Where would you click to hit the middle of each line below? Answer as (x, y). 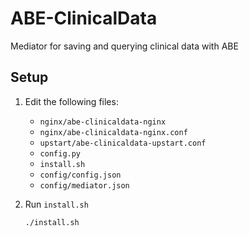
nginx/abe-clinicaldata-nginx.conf (113, 132)
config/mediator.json (84, 185)
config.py (60, 153)
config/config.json (80, 175)
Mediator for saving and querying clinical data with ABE (124, 46)
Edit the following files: (71, 101)
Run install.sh (56, 204)
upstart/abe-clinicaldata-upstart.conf (123, 143)
